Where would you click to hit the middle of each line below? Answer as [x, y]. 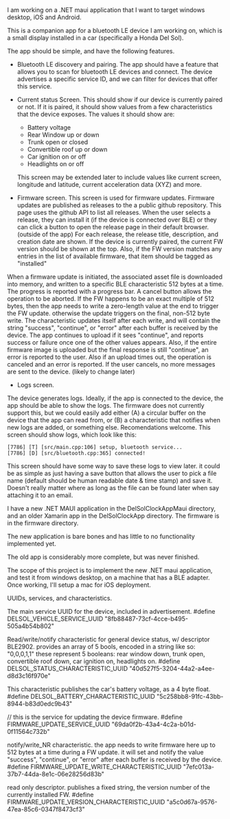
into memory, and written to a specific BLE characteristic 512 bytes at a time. [115, 284]
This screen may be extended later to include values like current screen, [119, 177]
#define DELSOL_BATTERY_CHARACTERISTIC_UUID [81, 696]
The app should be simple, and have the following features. [91, 51]
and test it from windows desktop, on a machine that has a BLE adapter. [109, 577]
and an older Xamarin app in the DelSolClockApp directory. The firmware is [113, 516]
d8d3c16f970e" [29, 676]
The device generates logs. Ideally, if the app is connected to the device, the [115, 398]
